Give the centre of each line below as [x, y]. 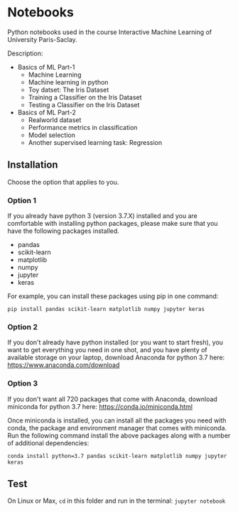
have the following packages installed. [63, 231]
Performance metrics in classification [83, 127]
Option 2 [22, 327]
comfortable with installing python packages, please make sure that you [113, 224]
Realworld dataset [55, 120]
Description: [25, 53]
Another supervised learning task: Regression [95, 142]
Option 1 [22, 200]
